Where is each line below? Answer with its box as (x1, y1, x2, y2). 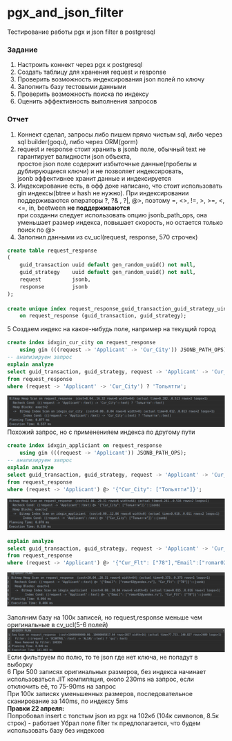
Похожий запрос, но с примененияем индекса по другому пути (7, 428, 195, 436)
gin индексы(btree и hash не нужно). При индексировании (17, 188, 189, 197)
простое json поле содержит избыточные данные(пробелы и (17, 159, 197, 168)
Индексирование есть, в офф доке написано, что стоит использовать (17, 181, 223, 190)
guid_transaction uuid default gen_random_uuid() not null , (19, 261, 196, 268)
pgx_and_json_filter (7, 5, 124, 21)
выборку (7, 660, 33, 669)
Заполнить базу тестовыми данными (17, 83, 126, 91)
